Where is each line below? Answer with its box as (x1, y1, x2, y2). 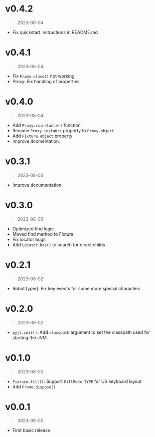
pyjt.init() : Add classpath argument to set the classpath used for (12, 329, 151, 335)
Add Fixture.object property (12, 133, 73, 139)
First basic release (12, 427, 51, 433)
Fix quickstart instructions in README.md (12, 29, 98, 35)
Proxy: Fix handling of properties (12, 78, 80, 84)
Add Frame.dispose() (12, 383, 56, 389)
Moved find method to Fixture (12, 231, 74, 237)
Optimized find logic (12, 226, 54, 232)
